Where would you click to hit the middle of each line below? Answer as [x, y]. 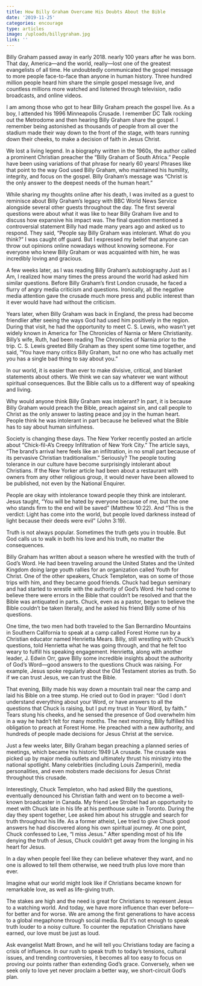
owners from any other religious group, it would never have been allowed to [100, 477]
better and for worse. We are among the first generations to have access [105, 914]
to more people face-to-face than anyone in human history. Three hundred [99, 76]
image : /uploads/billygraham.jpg [48, 34]
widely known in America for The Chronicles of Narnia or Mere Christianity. [99, 333]
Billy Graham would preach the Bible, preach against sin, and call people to [99, 408]
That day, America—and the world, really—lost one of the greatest [88, 63]
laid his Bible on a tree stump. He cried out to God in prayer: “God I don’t [96, 696]
